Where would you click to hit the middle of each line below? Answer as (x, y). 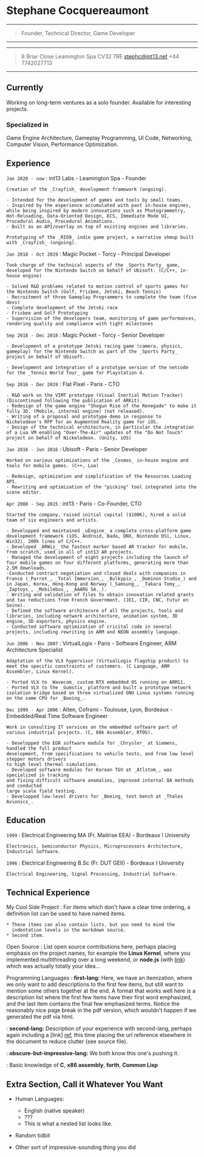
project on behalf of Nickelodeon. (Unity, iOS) (69, 438)
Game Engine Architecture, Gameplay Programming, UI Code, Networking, (99, 138)
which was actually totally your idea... (53, 966)
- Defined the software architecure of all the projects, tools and (95, 610)
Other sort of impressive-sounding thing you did (75, 1147)
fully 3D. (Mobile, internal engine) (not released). (76, 411)
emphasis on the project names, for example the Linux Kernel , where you (98, 953)
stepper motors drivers (36, 759)
